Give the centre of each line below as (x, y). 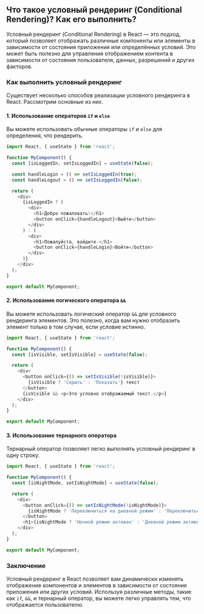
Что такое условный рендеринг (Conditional (94, 10)
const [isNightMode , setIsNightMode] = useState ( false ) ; (85, 483)
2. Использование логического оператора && (66, 301)
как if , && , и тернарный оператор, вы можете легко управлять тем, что (99, 598)
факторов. (19, 66)
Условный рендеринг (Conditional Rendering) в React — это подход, (93, 34)
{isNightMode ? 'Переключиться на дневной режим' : (95, 511)
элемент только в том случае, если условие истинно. (76, 327)
